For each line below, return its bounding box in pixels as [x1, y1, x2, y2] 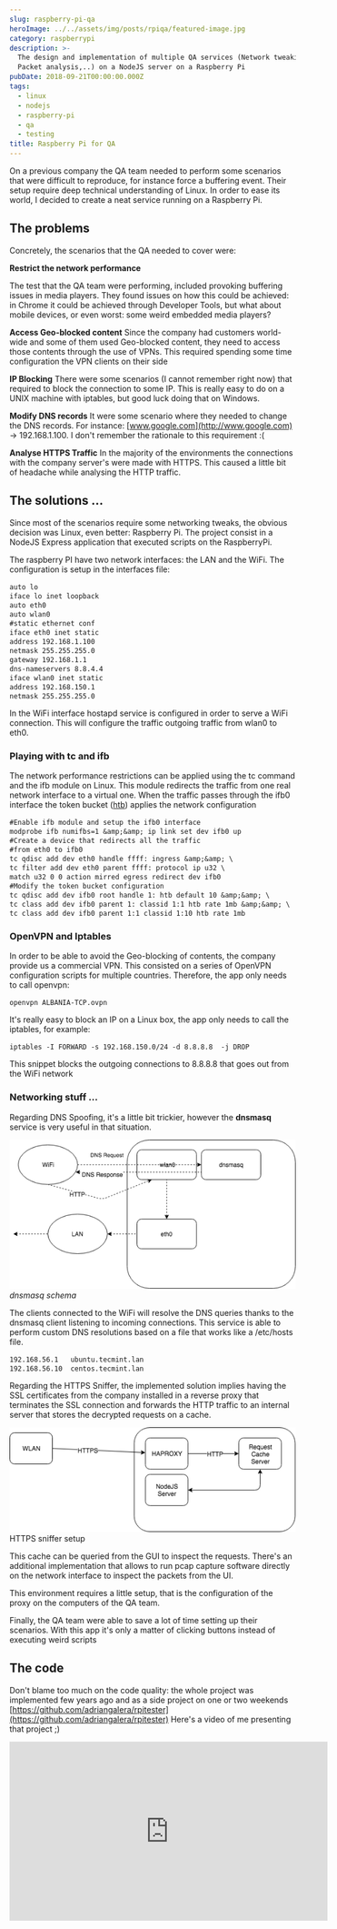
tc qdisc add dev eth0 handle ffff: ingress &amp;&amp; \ [9, 854, 233, 863]
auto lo [9, 582, 39, 591]
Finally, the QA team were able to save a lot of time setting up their [9, 1614, 258, 1625]
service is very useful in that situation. [9, 1121, 152, 1132]
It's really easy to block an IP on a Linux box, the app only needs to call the [9, 1014, 289, 1025]
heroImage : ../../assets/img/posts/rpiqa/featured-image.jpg [9, 24, 246, 34]
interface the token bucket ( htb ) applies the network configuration [9, 799, 257, 809]
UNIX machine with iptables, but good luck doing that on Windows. [9, 392, 261, 404]
